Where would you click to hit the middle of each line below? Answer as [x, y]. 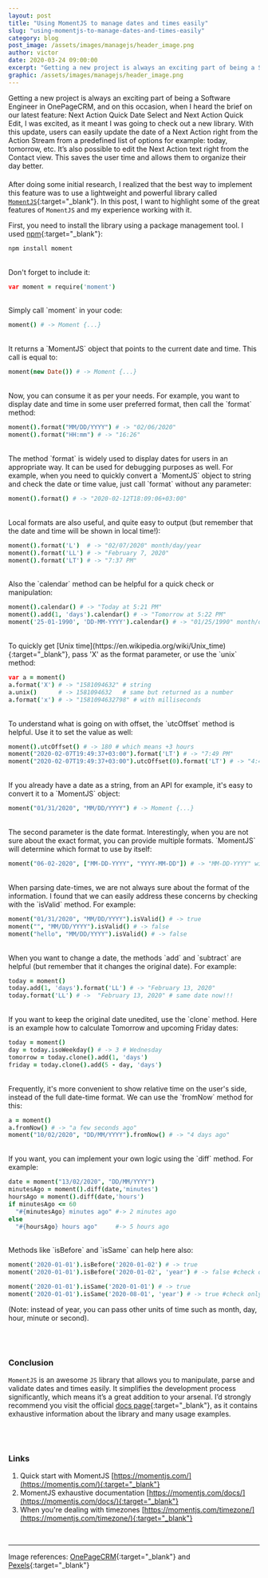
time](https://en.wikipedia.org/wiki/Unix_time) [150, 646]
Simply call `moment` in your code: [65, 310]
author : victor [33, 53]
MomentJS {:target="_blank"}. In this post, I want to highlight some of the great [134, 201]
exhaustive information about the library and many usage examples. [120, 1414]
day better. [26, 165]
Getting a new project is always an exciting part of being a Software [120, 97]
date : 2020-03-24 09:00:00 [53, 61]
